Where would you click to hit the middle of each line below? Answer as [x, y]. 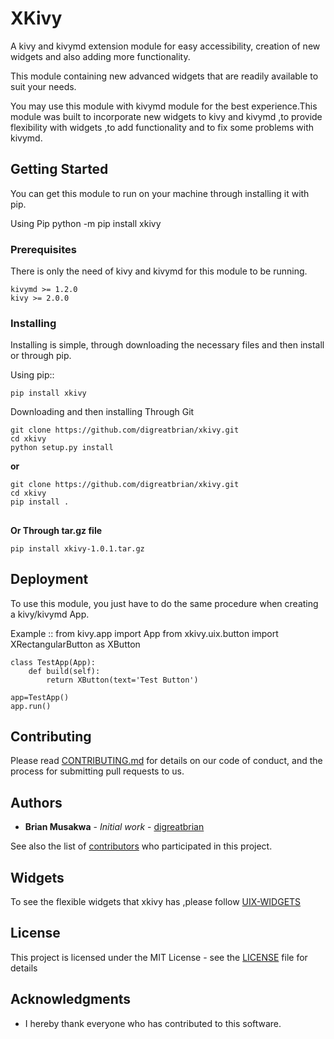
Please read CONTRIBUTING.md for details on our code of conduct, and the [166, 761]
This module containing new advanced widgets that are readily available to [164, 76]
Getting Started [59, 169]
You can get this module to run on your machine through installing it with [160, 193]
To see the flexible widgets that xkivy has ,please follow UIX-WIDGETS [156, 901]
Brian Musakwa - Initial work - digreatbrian [114, 827]
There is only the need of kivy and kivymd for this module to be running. [159, 271]
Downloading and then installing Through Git [102, 412]
